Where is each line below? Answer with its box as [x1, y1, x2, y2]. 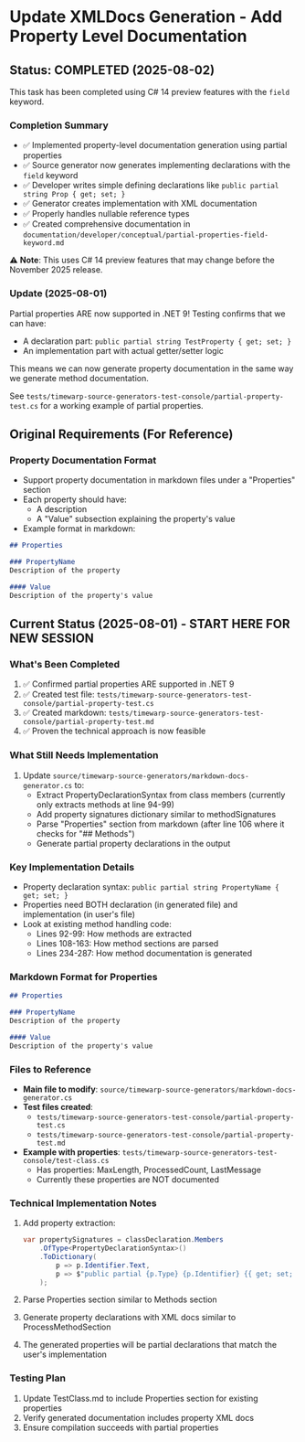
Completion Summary [9, 119, 110, 132]
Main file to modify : [22, 1084, 99, 1095]
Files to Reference [9, 1063, 91, 1075]
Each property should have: [22, 494, 128, 505]
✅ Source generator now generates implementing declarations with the [22, 160, 290, 171]
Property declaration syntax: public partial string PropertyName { [22, 881, 280, 892]
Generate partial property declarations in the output [36, 838, 231, 849]
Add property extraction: [22, 1218, 116, 1229]
